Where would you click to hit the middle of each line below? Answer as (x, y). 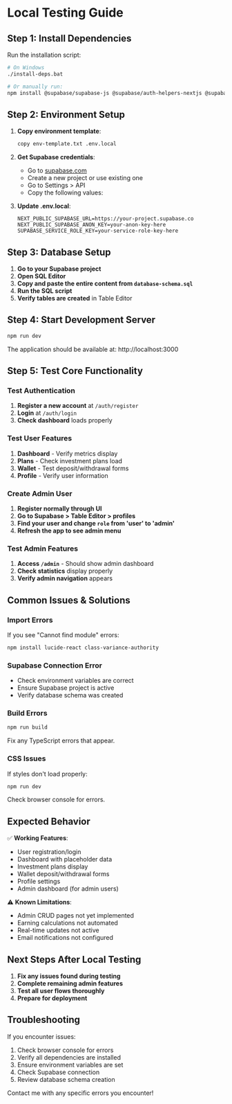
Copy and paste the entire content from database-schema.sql (105, 283)
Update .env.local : (44, 206)
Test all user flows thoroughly (61, 991)
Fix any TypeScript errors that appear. (61, 741)
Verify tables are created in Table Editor (75, 298)
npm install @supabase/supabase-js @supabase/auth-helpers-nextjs (105, 93)
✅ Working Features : (38, 838)
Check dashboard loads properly (65, 420)
